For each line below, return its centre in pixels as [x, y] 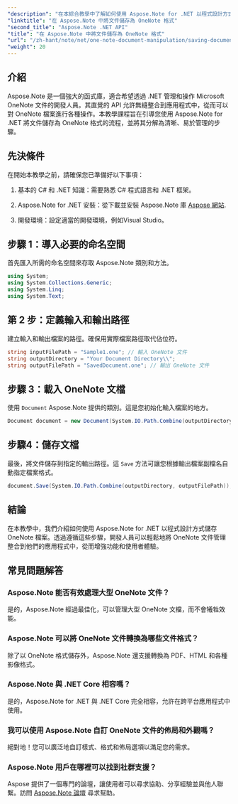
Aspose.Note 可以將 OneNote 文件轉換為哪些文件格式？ [103, 638]
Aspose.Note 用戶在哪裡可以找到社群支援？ [82, 767]
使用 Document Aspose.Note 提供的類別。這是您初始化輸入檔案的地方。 [110, 408]
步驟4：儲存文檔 [43, 445]
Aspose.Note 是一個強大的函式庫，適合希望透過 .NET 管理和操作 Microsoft [116, 96]
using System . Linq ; [36, 290]
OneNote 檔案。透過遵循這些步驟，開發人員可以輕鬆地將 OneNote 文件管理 [117, 537]
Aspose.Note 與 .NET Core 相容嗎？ [69, 685]
